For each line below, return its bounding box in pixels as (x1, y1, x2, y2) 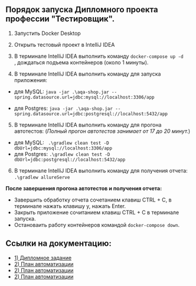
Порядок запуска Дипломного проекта (5, 5, 159, 15)
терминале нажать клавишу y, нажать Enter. (14, 202, 126, 209)
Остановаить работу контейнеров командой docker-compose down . (14, 221, 180, 228)
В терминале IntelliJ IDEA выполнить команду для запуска (14, 70, 161, 77)
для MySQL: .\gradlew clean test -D (14, 139, 110, 146)
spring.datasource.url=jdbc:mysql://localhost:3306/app (14, 94, 155, 100)
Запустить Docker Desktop (14, 30, 81, 37)
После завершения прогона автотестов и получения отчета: (5, 184, 162, 191)
